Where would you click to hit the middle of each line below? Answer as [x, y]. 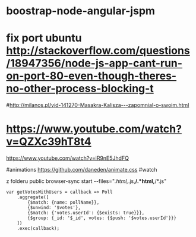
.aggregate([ [33, 197]
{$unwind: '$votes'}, [54, 208]
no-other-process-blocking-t [80, 89]
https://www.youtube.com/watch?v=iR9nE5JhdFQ [68, 158]
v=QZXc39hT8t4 [49, 142]
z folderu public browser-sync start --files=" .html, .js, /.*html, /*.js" [86, 181]
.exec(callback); [38, 229]
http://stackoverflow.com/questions [98, 51]
